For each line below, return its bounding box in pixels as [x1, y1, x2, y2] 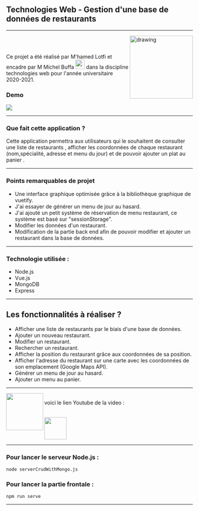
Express [14, 287, 35, 294]
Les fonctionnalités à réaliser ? [6, 310, 122, 320]
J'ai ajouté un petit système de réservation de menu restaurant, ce [14, 209, 178, 216]
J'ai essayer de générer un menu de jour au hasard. [14, 203, 141, 210]
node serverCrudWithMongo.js [6, 467, 78, 473]
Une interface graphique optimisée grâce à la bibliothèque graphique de [14, 190, 191, 197]
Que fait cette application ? [6, 124, 86, 133]
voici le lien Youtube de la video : [44, 399, 125, 406]
